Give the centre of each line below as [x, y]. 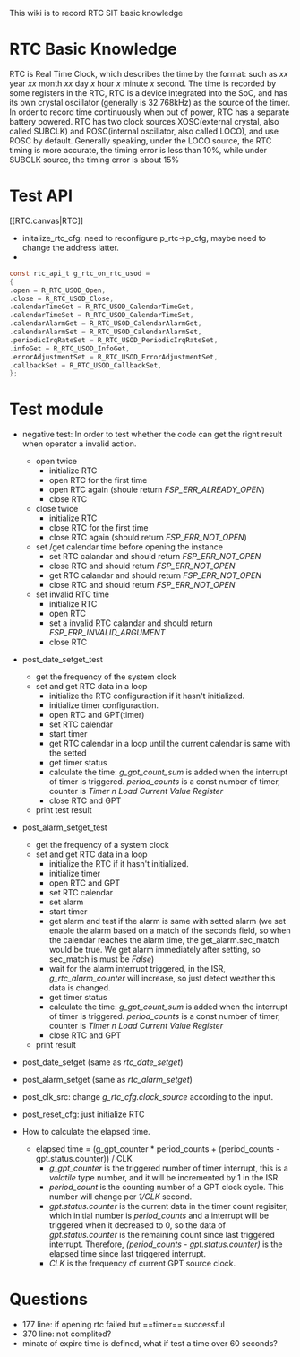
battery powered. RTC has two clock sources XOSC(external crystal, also [144, 121]
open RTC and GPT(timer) [97, 715]
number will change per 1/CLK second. [120, 1197]
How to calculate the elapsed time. [86, 1132]
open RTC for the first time [98, 480]
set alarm [66, 902]
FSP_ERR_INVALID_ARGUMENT [107, 633]
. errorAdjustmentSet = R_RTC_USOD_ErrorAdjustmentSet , [114, 357]
